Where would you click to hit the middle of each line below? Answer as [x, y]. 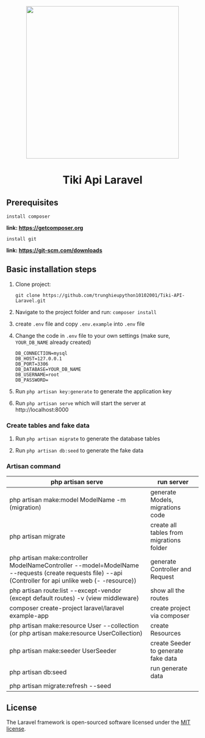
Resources [166, 633]
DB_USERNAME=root [37, 374]
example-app [29, 616]
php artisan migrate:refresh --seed [60, 686]
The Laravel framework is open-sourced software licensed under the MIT [99, 722]
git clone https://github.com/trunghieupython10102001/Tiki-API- [100, 295]
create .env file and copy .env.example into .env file [80, 324]
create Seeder [171, 643]
